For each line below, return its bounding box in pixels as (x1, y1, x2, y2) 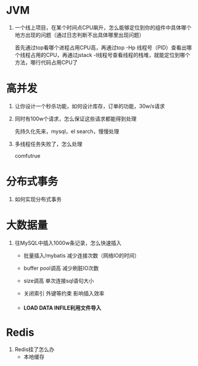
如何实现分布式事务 (14, 195, 62, 202)
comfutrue (14, 152, 41, 159)
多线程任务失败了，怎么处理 (14, 140, 83, 147)
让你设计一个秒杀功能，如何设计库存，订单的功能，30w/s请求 (14, 102, 165, 110)
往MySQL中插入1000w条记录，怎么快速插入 (14, 239, 122, 246)
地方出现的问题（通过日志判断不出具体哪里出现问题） (14, 31, 145, 39)
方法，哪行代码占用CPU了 (14, 59, 78, 66)
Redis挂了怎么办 (14, 346, 55, 353)
